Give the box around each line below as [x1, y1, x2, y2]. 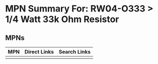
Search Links [58, 48, 91, 55]
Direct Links [24, 48, 54, 55]
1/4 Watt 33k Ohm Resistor [5, 13, 119, 25]
